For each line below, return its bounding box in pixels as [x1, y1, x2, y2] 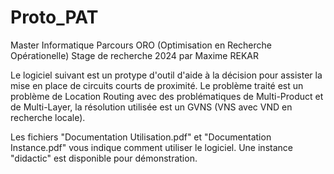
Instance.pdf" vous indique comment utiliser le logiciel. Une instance [10, 141, 293, 153]
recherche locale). [10, 111, 86, 123]
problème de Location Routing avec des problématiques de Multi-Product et [10, 90, 324, 102]
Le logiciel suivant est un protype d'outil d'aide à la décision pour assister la [10, 69, 323, 81]
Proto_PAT [10, 6, 99, 29]
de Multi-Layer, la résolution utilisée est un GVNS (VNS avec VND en [10, 101, 293, 113]
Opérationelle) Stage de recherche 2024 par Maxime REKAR [10, 49, 259, 61]
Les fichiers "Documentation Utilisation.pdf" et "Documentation [10, 131, 272, 143]
